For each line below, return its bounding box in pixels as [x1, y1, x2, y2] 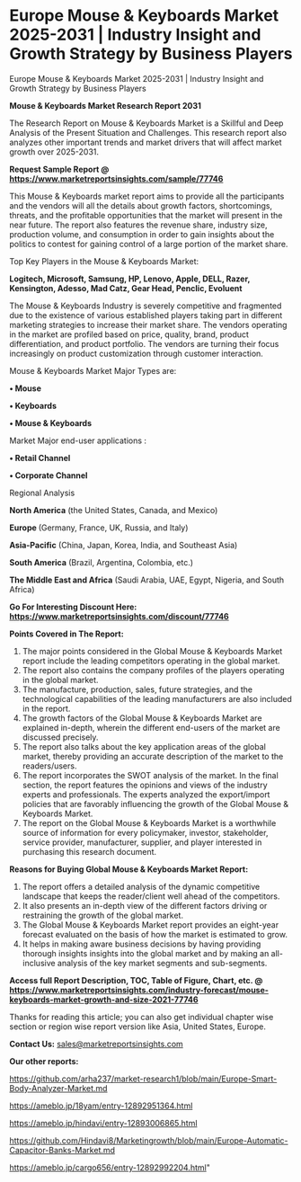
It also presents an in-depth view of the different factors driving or [22, 900, 268, 911]
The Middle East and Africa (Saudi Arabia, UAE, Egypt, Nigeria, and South [9, 574, 285, 585]
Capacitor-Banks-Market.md [9, 1144, 115, 1155]
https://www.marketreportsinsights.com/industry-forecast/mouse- [9, 984, 270, 995]
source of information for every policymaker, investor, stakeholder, [22, 827, 269, 838]
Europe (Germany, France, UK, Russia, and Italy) [9, 522, 189, 533]
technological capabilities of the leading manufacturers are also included [22, 693, 292, 704]
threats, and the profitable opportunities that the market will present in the [9, 209, 283, 220]
